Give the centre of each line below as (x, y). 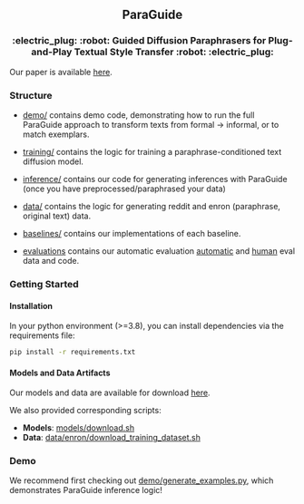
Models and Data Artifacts (60, 373)
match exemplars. (56, 134)
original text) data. (57, 216)
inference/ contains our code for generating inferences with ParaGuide (155, 179)
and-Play (52, 52)
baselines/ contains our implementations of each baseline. (132, 233)
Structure (31, 95)
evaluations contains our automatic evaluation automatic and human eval (159, 251)
